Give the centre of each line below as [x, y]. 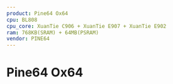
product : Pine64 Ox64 [37, 13]
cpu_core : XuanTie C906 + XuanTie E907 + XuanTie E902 [86, 26]
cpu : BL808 [22, 20]
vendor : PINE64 [28, 39]
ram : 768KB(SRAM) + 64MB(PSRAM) [53, 32]
